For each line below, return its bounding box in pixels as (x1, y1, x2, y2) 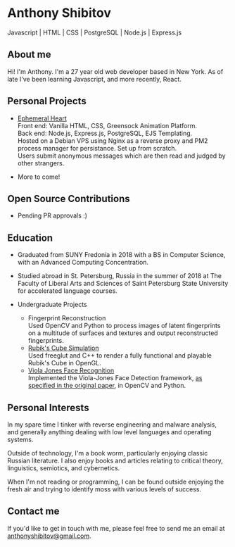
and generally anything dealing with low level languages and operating (7, 428, 212, 436)
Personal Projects (7, 95, 87, 107)
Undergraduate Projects (17, 301, 87, 309)
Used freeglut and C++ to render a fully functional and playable (27, 351, 212, 360)
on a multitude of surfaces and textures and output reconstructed (27, 329, 218, 337)
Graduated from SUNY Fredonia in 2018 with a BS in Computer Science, (17, 251, 226, 259)
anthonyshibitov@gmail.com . (7, 532, 91, 540)
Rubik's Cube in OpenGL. (27, 359, 101, 367)
